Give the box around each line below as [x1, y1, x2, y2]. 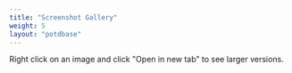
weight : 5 [9, 21, 46, 30]
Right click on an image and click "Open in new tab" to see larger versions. [9, 54, 284, 65]
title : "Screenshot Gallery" [9, 12, 118, 22]
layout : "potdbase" [9, 29, 82, 38]
